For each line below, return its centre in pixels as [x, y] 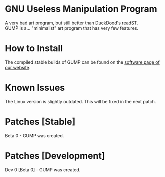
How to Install [34, 49]
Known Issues [35, 88]
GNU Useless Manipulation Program [81, 9]
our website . [18, 67]
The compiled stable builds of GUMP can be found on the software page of [82, 62]
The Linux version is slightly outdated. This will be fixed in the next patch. [81, 101]
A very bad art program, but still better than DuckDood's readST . [72, 23]
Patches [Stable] [40, 122]
